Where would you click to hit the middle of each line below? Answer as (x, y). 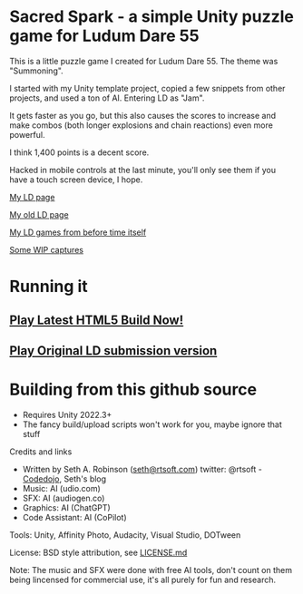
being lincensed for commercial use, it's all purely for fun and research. (143, 579)
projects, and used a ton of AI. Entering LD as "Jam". (107, 98)
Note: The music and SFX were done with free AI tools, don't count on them (151, 570)
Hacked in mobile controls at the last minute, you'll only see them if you (143, 170)
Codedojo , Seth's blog (64, 479)
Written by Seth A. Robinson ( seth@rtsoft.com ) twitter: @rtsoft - (142, 469)
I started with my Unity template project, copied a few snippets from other (147, 88)
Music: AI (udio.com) (62, 488)
